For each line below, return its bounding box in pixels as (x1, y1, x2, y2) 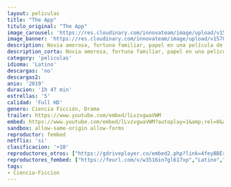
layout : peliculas (7, 10, 60, 17)
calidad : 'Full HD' (7, 99, 63, 106)
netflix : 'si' (7, 138, 48, 145)
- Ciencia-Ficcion (7, 169, 60, 176)
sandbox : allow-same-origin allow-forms (7, 125, 125, 132)
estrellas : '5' (7, 93, 51, 100)
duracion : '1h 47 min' (7, 86, 72, 93)
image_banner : (7, 36, 48, 42)
